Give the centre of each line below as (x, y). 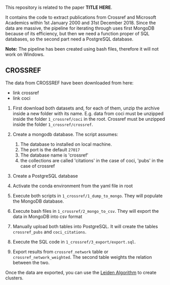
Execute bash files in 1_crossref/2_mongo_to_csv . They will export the (86, 211)
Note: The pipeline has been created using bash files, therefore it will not (82, 49)
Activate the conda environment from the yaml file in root (73, 186)
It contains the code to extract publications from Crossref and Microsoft (81, 17)
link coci (21, 98)
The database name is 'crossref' (54, 155)
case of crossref (38, 166)
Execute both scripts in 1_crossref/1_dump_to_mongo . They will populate (88, 195)
